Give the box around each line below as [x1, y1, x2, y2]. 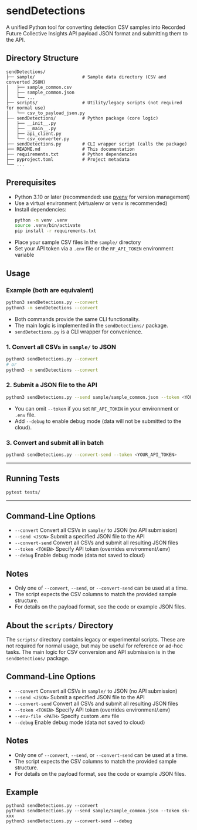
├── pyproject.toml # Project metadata [6, 156, 130, 163]
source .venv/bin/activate [14, 223, 81, 229]
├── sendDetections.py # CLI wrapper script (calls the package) [6, 141, 188, 147]
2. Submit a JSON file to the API [6, 381, 98, 389]
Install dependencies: [14, 206, 67, 213]
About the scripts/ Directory [6, 620, 114, 630]
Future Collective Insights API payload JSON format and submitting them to [6, 29, 188, 37]
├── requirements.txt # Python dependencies [6, 151, 138, 157]
